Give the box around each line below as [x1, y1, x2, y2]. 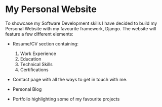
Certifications [20, 67, 49, 73]
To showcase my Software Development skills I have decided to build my [5, 20, 157, 26]
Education [20, 56, 42, 62]
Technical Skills [20, 61, 53, 67]
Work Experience [20, 50, 57, 57]
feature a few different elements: [5, 31, 73, 37]
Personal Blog [12, 86, 42, 92]
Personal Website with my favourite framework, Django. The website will [5, 25, 156, 31]
